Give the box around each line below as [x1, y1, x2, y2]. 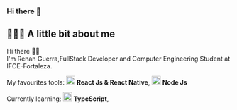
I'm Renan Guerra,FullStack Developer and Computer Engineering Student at [6, 54, 231, 63]
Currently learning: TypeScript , [6, 94, 109, 103]
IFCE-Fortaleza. [6, 61, 53, 70]
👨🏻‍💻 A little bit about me [6, 28, 116, 40]
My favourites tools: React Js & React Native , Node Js [6, 78, 187, 87]
